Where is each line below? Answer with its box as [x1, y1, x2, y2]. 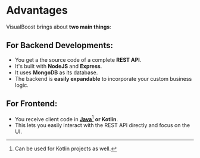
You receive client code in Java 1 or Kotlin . [14, 114, 118, 122]
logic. [14, 81, 29, 89]
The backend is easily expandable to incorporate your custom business [14, 75, 192, 82]
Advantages [6, 4, 68, 17]
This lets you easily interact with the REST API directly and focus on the [14, 122, 190, 129]
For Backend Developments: [6, 40, 113, 50]
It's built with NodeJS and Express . [14, 62, 102, 69]
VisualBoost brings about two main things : [6, 23, 111, 30]
